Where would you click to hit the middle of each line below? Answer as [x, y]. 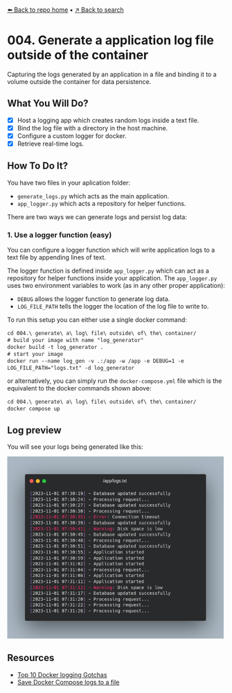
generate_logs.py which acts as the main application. [93, 196]
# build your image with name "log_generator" [75, 341]
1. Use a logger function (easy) [60, 234]
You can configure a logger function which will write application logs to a [111, 250]
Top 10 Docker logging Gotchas [62, 674]
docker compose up [34, 409]
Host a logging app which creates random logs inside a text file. [108, 120]
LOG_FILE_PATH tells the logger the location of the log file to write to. [113, 307]
